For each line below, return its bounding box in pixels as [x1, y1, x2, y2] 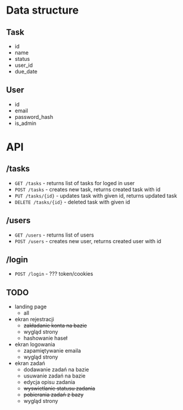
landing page [14, 303, 47, 311]
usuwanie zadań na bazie [23, 372, 86, 379]
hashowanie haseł [23, 335, 68, 342]
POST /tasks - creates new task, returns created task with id [14, 186, 161, 193]
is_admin [14, 120, 37, 127]
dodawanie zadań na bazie [23, 366, 90, 373]
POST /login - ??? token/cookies [14, 270, 93, 277]
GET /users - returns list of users [14, 231, 94, 238]
